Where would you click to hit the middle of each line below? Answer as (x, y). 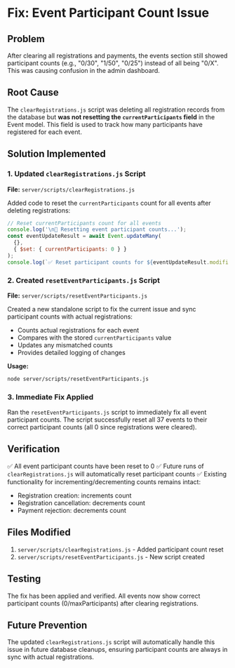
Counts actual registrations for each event (78, 330)
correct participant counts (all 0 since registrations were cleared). (102, 427)
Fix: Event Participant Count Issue (108, 13)
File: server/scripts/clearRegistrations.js (71, 189)
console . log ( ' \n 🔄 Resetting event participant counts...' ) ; (97, 229)
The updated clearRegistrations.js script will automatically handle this (111, 642)
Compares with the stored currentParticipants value (94, 338)
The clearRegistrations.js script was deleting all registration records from (116, 109)
